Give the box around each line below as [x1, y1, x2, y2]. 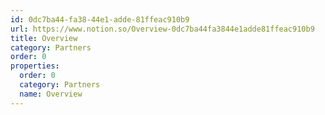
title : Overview [10, 33, 78, 43]
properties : [10, 61, 60, 71]
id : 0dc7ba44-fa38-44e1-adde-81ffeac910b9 [10, 14, 190, 25]
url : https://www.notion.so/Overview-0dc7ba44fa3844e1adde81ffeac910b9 [10, 24, 315, 34]
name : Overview [19, 89, 83, 99]
